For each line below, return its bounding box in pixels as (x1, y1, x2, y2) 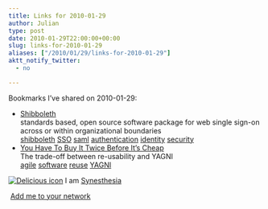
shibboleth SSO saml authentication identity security (19, 134, 195, 144)
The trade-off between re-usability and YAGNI (19, 151, 174, 161)
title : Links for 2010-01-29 (8, 11, 106, 20)
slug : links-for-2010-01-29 (8, 42, 103, 50)
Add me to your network (10, 191, 91, 201)
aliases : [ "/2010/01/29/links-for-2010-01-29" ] (8, 49, 171, 57)
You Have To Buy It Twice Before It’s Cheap (19, 142, 165, 153)
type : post (8, 27, 45, 35)
